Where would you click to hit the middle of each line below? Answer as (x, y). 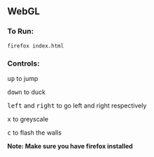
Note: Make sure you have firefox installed (70, 146)
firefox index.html (36, 46)
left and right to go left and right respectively (77, 105)
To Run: (21, 31)
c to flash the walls (34, 133)
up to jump (23, 78)
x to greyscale (28, 119)
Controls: (23, 63)
